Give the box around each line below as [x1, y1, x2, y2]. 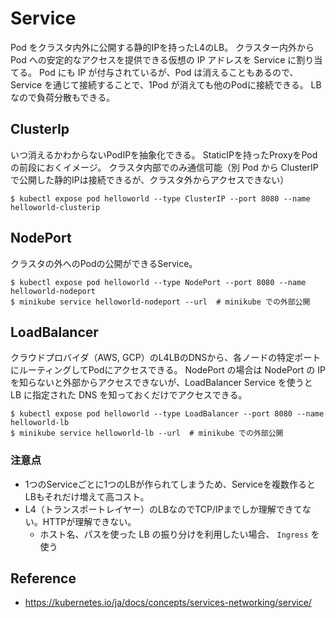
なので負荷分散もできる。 [10, 91, 116, 103]
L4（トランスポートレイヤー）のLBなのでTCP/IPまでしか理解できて [24, 503, 303, 515]
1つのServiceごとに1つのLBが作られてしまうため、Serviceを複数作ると [24, 478, 316, 490]
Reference [10, 570, 77, 587]
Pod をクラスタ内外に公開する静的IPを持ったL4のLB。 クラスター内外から [10, 41, 315, 53]
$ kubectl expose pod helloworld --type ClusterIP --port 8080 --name [10, 193, 311, 204]
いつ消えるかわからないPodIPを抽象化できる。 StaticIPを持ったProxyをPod [10, 148, 318, 161]
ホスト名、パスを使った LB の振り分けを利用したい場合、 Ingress [39, 528, 309, 540]
